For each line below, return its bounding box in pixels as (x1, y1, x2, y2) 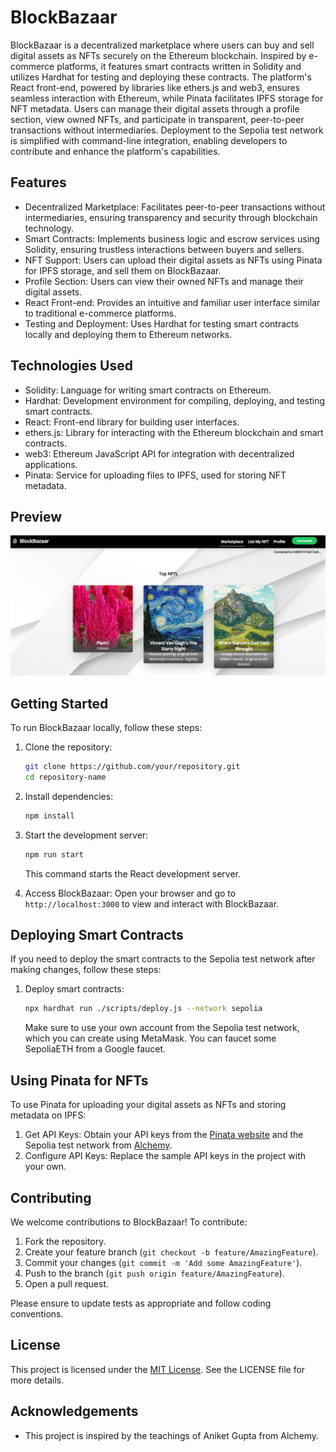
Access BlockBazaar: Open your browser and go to (24, 887, 237, 899)
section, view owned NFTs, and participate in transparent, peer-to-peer (10, 113, 305, 125)
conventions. (10, 1307, 64, 1320)
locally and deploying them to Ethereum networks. (24, 328, 233, 340)
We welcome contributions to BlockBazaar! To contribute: (10, 1216, 248, 1228)
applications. (24, 458, 78, 470)
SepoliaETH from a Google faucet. (24, 1043, 167, 1055)
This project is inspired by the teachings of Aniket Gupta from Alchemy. (24, 1429, 320, 1441)
